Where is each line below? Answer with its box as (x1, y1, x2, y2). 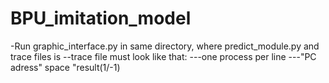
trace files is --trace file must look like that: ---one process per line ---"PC (10, 50, 317, 62)
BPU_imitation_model (10, 7, 192, 30)
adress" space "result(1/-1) (10, 61, 121, 73)
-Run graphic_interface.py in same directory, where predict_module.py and (10, 40, 320, 52)
